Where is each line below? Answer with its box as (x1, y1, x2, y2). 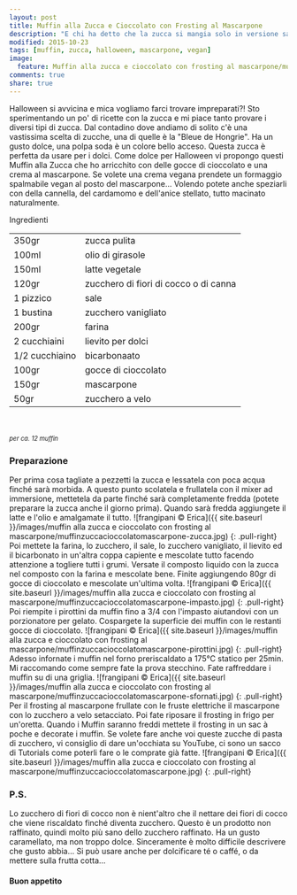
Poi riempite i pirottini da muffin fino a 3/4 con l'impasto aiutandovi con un (9, 606, 279, 616)
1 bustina (13, 306, 53, 319)
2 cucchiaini (13, 335, 65, 347)
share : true (9, 79, 53, 88)
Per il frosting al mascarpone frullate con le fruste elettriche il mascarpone (9, 700, 280, 711)
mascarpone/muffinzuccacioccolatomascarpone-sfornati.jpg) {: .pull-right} (9, 691, 283, 701)
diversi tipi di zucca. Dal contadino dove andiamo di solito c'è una (9, 121, 247, 133)
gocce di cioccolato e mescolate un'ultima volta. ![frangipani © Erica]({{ (9, 577, 271, 589)
